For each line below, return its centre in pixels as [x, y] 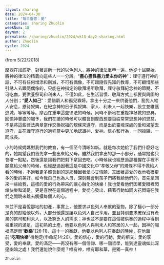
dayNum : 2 [15, 32]
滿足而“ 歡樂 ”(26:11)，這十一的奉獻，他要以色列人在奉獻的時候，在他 [78, 231]
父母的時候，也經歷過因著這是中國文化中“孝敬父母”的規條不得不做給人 [88, 165]
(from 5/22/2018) [22, 60]
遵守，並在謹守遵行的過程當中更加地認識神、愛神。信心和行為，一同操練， [80, 131]
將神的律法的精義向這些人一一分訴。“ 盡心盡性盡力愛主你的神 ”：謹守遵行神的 [82, 76]
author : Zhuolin [21, 41]
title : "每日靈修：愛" [26, 19]
